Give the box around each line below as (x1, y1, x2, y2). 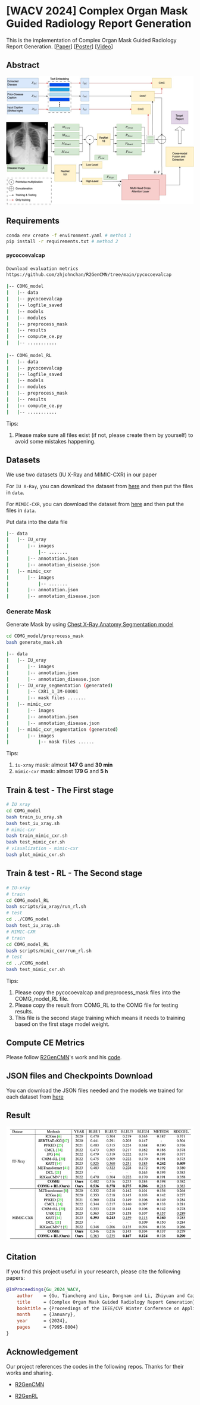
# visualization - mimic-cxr (6, 845, 79, 852)
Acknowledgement (6, 1347, 79, 1357)
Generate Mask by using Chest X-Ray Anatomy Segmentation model (6, 621, 174, 628)
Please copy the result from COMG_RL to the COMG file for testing (14, 1001, 179, 1009)
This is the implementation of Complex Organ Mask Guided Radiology (6, 36, 177, 44)
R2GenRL (14, 1392, 39, 1399)
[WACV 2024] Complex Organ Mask (6, 4, 188, 18)
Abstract (6, 60, 40, 70)
